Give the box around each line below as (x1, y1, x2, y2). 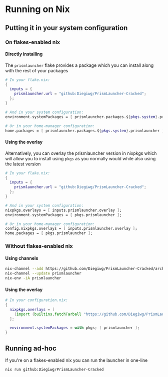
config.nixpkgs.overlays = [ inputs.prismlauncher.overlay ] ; (5, 226, 137, 231)
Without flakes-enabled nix (5, 243, 73, 250)
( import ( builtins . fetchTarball (14, 312, 81, 317)
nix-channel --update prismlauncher (5, 271, 81, 276)
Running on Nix (5, 4, 70, 15)
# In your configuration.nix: (5, 298, 68, 303)
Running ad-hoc (5, 344, 56, 352)
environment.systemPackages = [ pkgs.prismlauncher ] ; (5, 212, 122, 217)
